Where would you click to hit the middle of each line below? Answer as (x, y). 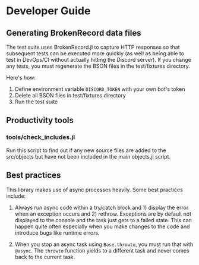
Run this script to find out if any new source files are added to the (86, 150)
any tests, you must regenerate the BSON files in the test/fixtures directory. (98, 66)
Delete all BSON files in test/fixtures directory (70, 95)
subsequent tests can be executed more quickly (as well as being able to (95, 53)
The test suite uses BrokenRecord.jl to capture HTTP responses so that (93, 47)
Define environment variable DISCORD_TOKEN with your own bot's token (100, 89)
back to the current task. (45, 257)
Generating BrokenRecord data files (74, 33)
